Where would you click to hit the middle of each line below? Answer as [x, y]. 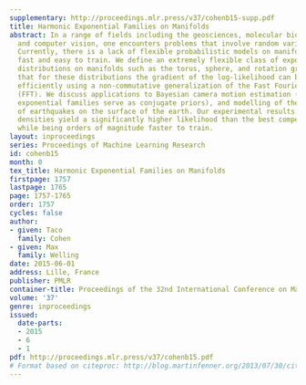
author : [24, 221]
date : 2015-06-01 [42, 264]
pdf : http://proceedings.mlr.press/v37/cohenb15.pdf [112, 357]
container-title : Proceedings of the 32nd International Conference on [148, 289]
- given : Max [34, 247]
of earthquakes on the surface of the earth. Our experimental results [157, 111]
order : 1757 [32, 205]
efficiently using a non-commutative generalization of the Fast [144, 86]
